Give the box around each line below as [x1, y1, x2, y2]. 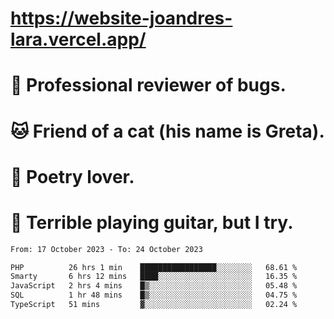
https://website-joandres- [10, 7, 233, 30]
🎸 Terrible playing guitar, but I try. [10, 211, 294, 234]
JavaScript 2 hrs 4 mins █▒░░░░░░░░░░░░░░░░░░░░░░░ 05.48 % [10, 281, 298, 291]
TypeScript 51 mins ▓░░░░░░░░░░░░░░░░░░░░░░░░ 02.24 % [10, 300, 298, 310]
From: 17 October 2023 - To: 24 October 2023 [10, 244, 203, 254]
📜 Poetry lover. [10, 165, 135, 188]
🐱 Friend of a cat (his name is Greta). [10, 120, 325, 142]
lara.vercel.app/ [10, 28, 147, 51]
